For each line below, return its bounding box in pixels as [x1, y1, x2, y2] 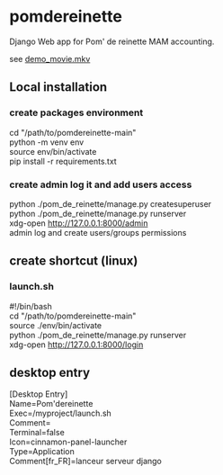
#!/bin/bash [9, 300, 52, 311]
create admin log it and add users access [9, 178, 192, 191]
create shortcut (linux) [9, 254, 138, 269]
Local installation [9, 79, 108, 95]
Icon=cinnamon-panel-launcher [9, 436, 128, 447]
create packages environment [9, 106, 144, 119]
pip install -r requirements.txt [9, 156, 117, 166]
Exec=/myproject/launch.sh [9, 408, 112, 419]
